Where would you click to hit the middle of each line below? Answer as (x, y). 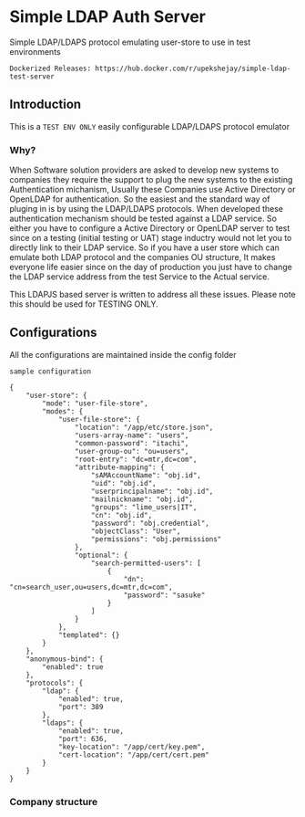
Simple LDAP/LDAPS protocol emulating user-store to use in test (130, 42)
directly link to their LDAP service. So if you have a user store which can (145, 247)
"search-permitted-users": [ (146, 563)
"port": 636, (82, 738)
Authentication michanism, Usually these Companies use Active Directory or (152, 190)
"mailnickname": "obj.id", (142, 499)
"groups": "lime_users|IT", (144, 507)
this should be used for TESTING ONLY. (84, 304)
